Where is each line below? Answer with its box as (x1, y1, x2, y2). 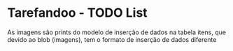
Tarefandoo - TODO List (7, 5, 148, 21)
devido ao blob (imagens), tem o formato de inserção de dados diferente (7, 35, 217, 43)
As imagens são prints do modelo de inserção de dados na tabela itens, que (7, 28, 226, 36)
